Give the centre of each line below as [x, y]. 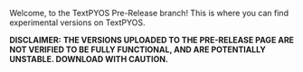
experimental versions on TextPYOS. [77, 22]
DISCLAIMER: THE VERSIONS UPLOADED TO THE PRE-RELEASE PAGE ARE [152, 40]
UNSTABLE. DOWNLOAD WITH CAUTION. [89, 59]
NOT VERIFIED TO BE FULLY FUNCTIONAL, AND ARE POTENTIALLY [138, 49]
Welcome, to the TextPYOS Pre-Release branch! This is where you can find [149, 13]
